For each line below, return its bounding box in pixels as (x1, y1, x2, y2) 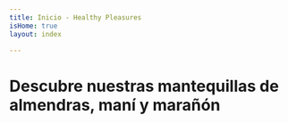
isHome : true (9, 21, 58, 30)
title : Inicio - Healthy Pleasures (9, 12, 142, 22)
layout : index (9, 29, 63, 38)
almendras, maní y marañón (9, 94, 221, 115)
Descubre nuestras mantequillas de (9, 76, 279, 96)
